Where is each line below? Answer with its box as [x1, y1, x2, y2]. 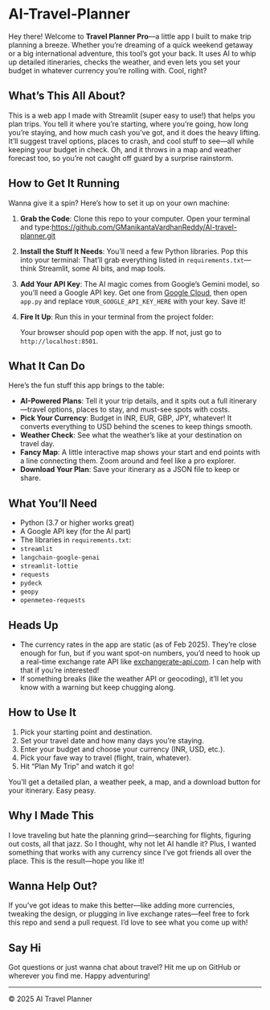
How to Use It [8, 706, 76, 719]
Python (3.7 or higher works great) [19, 518, 135, 528]
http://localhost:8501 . [19, 336, 99, 346]
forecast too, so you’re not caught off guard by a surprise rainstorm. [8, 153, 235, 163]
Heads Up [8, 618, 59, 632]
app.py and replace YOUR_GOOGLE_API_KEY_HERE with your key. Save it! [19, 296, 247, 306]
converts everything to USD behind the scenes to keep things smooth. [19, 422, 253, 432]
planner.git [19, 230, 56, 240]
